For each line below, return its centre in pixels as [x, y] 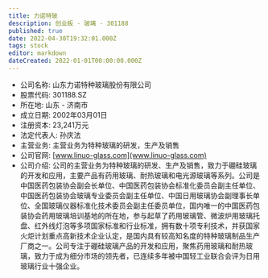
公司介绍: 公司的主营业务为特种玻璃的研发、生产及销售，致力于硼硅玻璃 [138, 165]
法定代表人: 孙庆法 [50, 135]
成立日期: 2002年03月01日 [64, 114]
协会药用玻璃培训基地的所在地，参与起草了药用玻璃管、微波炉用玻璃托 [143, 215]
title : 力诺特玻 [33, 16]
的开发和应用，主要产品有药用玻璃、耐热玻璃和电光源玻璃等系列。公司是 [140, 175]
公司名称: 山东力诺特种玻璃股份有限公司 [85, 85]
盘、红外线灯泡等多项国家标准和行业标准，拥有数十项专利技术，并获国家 [140, 226]
